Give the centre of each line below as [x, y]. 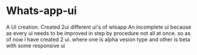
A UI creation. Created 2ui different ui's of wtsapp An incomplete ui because [99, 27]
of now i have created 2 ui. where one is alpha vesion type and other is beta [98, 39]
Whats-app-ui [42, 11]
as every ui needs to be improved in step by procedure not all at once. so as [98, 33]
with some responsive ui [36, 46]
